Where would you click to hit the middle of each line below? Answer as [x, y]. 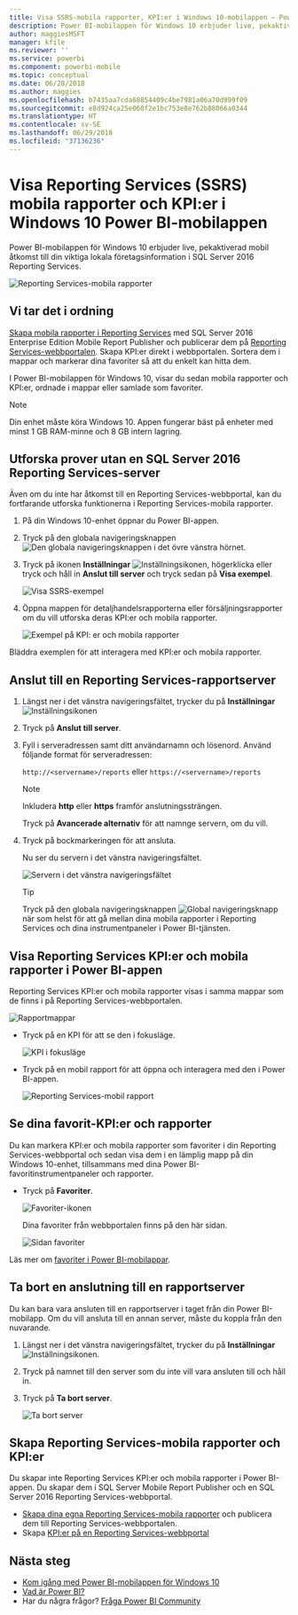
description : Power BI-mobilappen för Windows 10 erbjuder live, [132, 26]
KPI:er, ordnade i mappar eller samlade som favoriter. [106, 388]
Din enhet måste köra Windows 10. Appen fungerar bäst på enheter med [141, 421]
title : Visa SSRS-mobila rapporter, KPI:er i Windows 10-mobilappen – [142, 17]
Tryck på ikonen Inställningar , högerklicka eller [147, 565]
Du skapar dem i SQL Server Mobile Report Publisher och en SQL [156, 1487]
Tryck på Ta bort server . [67, 1398]
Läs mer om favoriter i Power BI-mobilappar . [90, 1259]
